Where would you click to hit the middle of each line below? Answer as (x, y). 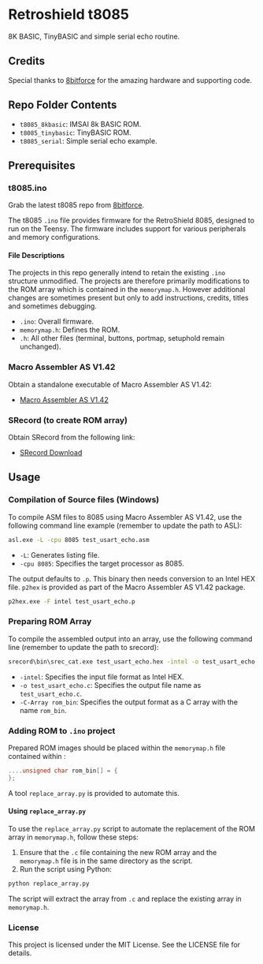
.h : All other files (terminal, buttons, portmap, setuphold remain (122, 338)
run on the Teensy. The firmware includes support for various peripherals (127, 229)
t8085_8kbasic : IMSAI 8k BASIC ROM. (80, 124)
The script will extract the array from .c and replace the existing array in (125, 899)
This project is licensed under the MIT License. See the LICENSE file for (124, 945)
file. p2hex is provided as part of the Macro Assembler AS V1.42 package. (127, 587)
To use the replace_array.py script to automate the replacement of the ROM (132, 828)
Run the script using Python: (65, 869)
